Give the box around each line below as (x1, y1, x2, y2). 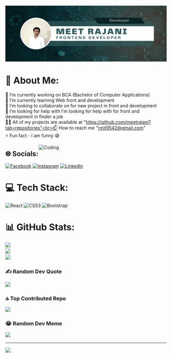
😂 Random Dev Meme (5, 320, 62, 327)
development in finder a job (5, 114, 63, 120)
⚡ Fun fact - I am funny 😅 (5, 133, 60, 139)
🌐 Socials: (5, 149, 39, 158)
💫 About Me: (5, 75, 59, 86)
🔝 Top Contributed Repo (5, 295, 67, 302)
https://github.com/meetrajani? (85, 119, 151, 125)
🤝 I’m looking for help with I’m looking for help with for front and (5, 108, 140, 115)
